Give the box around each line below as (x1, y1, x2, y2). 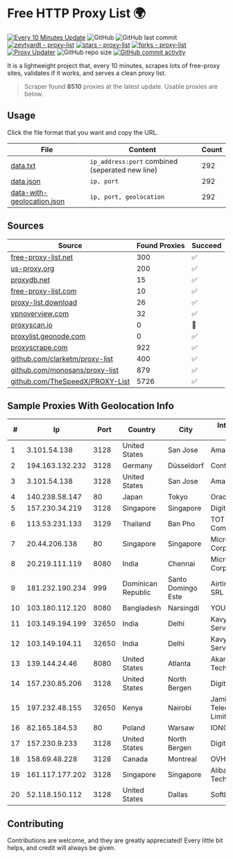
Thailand (122, 519, 151, 528)
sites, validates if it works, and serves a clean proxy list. (7, 69, 166, 77)
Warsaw (167, 723, 195, 733)
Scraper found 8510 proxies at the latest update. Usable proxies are (24, 82, 218, 90)
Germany (122, 461, 153, 471)
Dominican (122, 579, 158, 589)
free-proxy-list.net (10, 252, 74, 262)
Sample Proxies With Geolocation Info (7, 400, 175, 412)
